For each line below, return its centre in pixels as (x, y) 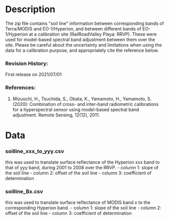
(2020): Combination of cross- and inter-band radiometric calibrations (86, 104)
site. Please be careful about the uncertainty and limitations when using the (84, 45)
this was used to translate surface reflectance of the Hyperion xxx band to (82, 162)
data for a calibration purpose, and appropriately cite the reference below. (82, 50)
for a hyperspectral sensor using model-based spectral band (76, 109)
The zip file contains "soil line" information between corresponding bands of (84, 23)
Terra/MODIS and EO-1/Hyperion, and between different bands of (73, 28)
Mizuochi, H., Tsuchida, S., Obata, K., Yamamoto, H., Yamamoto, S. (82, 99)
